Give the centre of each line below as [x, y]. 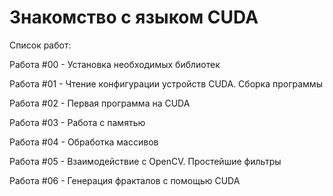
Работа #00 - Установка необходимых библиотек [115, 64]
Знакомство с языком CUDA [134, 17]
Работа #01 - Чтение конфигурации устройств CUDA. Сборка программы [166, 83]
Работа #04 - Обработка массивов [84, 142]
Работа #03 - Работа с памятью [77, 122]
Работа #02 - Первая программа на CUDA [100, 103]
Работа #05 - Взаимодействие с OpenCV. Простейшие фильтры [145, 161]
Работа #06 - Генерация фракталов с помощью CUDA [125, 180]
